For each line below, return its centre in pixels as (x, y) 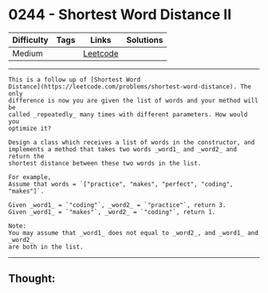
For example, (30, 177)
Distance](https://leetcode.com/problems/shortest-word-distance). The (130, 86)
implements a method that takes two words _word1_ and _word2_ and (123, 149)
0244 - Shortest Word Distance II (120, 15)
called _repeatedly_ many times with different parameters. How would (128, 114)
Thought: (32, 279)
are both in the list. (46, 247)
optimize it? (30, 128)
